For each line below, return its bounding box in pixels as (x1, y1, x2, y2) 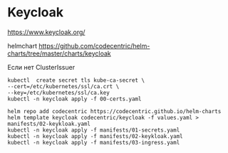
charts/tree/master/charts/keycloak (7, 49, 112, 58)
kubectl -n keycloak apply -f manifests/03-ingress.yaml (7, 139, 180, 146)
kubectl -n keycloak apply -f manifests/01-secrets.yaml (7, 126, 180, 134)
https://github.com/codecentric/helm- (38, 41, 150, 50)
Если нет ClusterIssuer (7, 63, 76, 71)
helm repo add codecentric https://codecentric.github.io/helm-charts (7, 107, 222, 115)
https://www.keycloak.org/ (7, 28, 85, 36)
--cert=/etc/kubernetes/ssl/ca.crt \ (7, 83, 120, 90)
